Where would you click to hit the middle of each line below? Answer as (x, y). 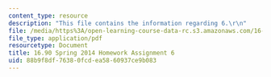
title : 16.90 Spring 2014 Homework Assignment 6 (92, 53)
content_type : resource (48, 16)
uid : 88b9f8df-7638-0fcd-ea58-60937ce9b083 (83, 61)
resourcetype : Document (48, 46)
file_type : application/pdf (56, 38)
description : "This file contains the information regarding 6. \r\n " (128, 23)
